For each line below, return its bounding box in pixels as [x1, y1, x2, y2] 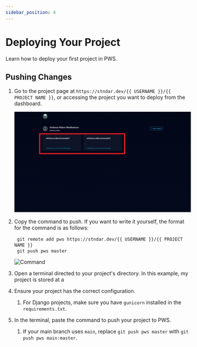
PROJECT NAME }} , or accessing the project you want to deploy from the [14, 94, 186, 101]
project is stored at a [14, 276, 64, 283]
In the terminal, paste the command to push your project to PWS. [14, 316, 172, 323]
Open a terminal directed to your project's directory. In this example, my [14, 269, 189, 276]
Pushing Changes [5, 72, 72, 82]
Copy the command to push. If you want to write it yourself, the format [14, 218, 185, 225]
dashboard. [14, 100, 42, 107]
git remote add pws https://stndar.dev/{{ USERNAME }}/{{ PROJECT [16, 236, 183, 242]
